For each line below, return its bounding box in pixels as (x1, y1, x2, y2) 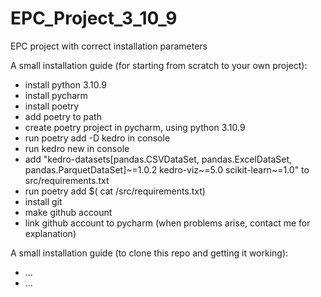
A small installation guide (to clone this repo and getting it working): (10, 247, 289, 259)
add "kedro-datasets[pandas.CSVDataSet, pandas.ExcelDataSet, (24, 153, 293, 165)
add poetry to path (24, 110, 102, 122)
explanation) (24, 227, 77, 239)
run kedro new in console (24, 142, 130, 154)
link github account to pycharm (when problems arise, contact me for (24, 217, 311, 229)
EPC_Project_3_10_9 (10, 7, 178, 30)
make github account (24, 206, 113, 218)
